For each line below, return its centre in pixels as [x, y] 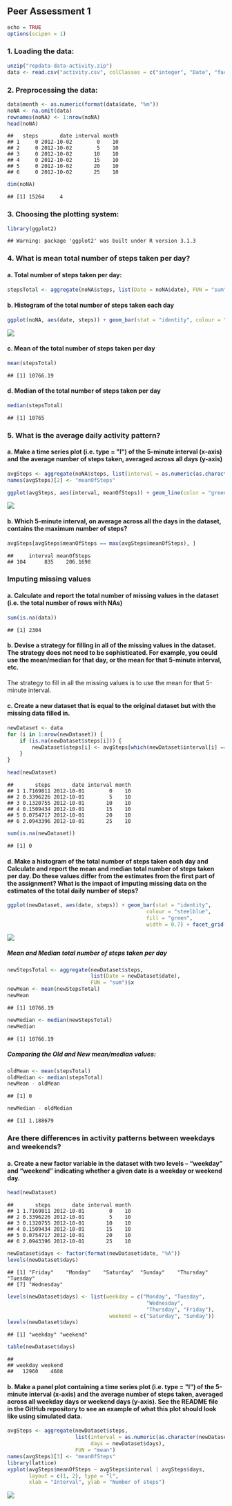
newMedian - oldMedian [40, 1108]
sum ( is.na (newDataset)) [41, 834]
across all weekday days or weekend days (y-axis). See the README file [113, 1401]
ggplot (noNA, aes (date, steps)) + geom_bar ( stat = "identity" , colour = [114, 320]
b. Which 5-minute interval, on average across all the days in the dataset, [114, 521]
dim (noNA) [21, 185]
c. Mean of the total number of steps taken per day [81, 348]
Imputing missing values [49, 579]
